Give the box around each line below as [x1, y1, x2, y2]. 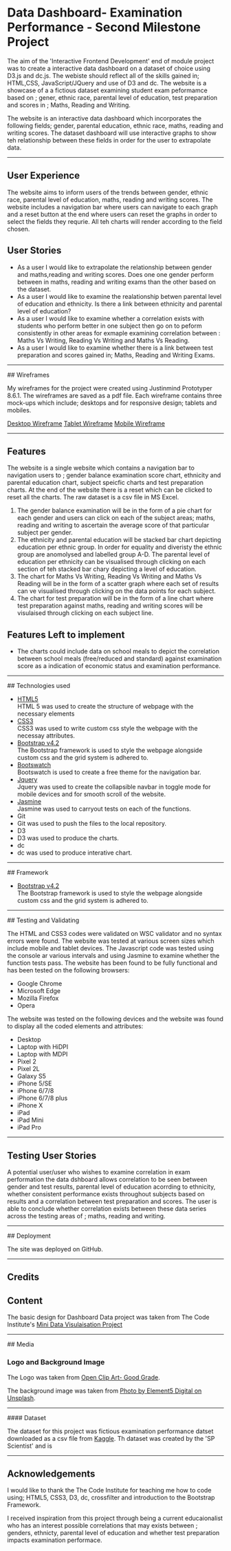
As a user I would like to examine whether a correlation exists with [16, 314, 205, 322]
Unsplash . [7, 1393, 36, 1402]
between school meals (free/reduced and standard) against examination [16, 654, 222, 663]
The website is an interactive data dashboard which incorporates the [7, 114, 201, 122]
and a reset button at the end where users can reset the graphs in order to [7, 210, 218, 218]
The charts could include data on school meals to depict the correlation [16, 647, 220, 656]
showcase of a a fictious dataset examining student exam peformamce [7, 86, 208, 94]
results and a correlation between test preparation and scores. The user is [7, 1197, 217, 1205]
